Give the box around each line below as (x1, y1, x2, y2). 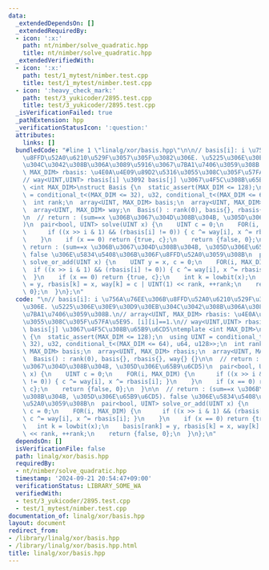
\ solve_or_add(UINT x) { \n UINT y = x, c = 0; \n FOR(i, (22, 258, 239, 266)
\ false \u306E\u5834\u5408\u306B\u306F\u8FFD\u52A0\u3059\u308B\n (22, 250, 252, 259)
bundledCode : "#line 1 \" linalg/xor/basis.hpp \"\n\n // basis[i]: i (15, 146, 246, 154)
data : (8, 11, 26, 20)
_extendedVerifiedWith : (15, 57, 94, 65)
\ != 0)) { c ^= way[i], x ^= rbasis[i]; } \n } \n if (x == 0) (22, 377, 256, 385)
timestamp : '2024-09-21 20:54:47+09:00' (15, 474, 152, 482)
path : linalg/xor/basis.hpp (15, 452, 110, 460)
